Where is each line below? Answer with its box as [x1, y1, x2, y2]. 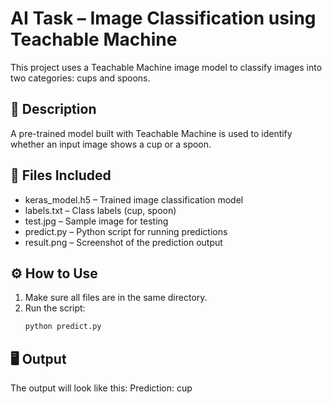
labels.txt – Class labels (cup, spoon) [24, 204, 177, 216]
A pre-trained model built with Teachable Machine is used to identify [10, 127, 293, 139]
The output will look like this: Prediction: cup [10, 382, 193, 394]
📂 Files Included [10, 167, 112, 184]
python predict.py [24, 322, 102, 332]
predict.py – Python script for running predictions [24, 225, 228, 237]
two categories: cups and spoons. [10, 72, 151, 84]
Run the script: [24, 302, 86, 314]
